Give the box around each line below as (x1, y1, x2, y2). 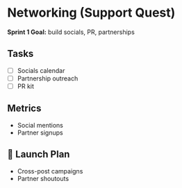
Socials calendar (17, 66, 65, 74)
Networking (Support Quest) (7, 5, 176, 21)
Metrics (7, 103, 42, 114)
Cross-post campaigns (17, 166, 83, 175)
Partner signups (17, 128, 64, 137)
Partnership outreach (17, 74, 78, 83)
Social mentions (17, 121, 64, 129)
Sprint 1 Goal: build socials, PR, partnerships (7, 28, 135, 36)
